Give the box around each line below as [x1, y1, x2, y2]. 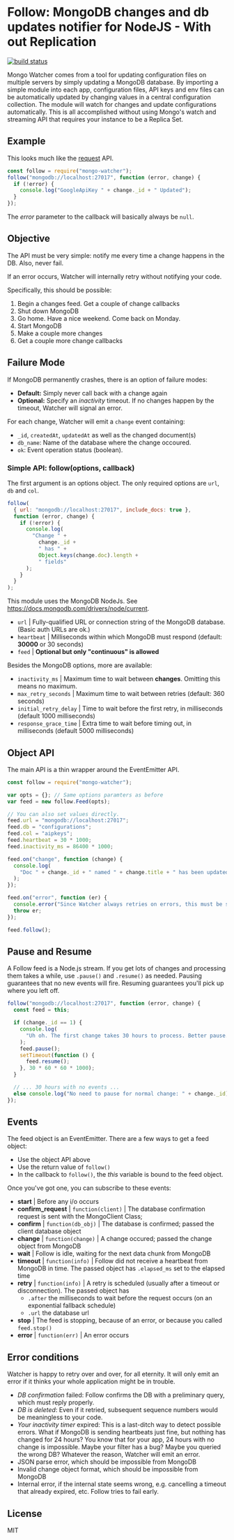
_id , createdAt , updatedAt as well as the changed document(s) [17, 430, 196, 439]
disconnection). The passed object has [17, 1286, 130, 1295]
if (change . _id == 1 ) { [13, 1019, 82, 1026]
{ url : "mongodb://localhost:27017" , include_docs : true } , [13, 506, 192, 514]
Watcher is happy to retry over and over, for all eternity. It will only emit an [7, 1370, 219, 1379]
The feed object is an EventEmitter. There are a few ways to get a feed [7, 1135, 209, 1143]
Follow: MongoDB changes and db [7, 4, 210, 20]
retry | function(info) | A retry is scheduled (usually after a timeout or [17, 1279, 220, 1288]
